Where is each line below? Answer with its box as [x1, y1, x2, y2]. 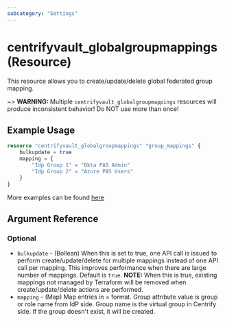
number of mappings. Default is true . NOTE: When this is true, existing [16, 271, 217, 280]
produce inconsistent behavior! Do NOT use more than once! [7, 104, 179, 113]
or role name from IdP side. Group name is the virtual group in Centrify [16, 300, 217, 308]
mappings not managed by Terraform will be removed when [16, 278, 187, 286]
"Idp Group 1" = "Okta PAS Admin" [32, 162, 130, 169]
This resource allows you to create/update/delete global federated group [7, 77, 213, 85]
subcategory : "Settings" [7, 10, 78, 17]
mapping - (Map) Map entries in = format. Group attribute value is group [16, 293, 218, 301]
